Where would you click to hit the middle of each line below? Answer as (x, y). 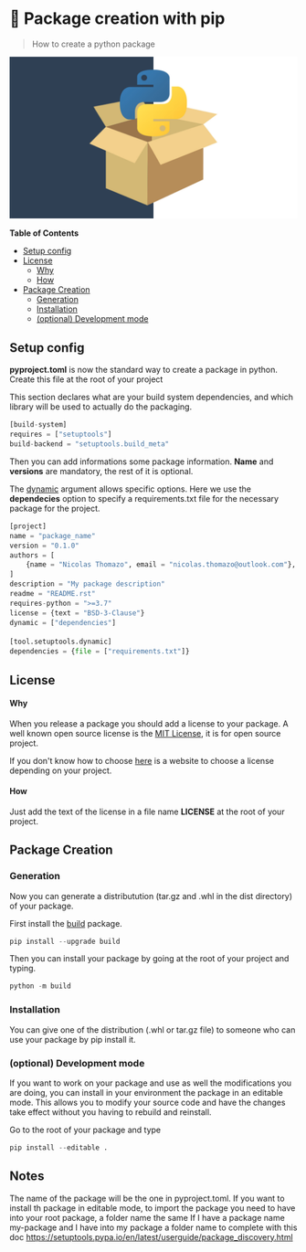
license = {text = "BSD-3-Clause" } (77, 613)
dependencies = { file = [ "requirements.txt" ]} (100, 652)
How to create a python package (93, 44)
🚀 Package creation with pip (117, 19)
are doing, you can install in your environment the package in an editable (146, 1092)
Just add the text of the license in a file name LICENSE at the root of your (147, 812)
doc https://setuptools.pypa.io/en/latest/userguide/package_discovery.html (152, 1236)
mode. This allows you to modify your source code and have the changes (148, 1102)
